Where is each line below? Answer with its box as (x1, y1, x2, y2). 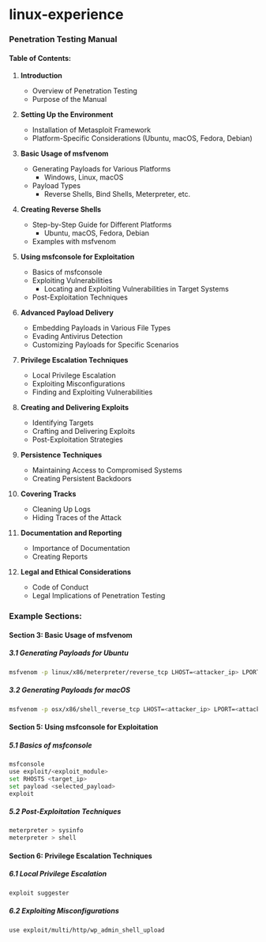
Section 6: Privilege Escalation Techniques (9, 851, 152, 861)
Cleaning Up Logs (32, 504, 92, 514)
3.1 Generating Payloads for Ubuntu (9, 648, 129, 658)
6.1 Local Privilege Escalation (9, 869, 107, 879)
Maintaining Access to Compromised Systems (32, 465, 182, 475)
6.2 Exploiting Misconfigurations (9, 906, 119, 916)
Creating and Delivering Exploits (20, 403, 129, 413)
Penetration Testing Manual (9, 34, 118, 45)
